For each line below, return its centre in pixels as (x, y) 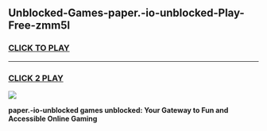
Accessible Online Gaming (53, 118)
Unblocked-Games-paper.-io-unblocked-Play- (126, 13)
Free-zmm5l (39, 26)
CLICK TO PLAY (39, 48)
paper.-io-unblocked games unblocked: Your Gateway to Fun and (118, 110)
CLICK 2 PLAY (36, 78)
